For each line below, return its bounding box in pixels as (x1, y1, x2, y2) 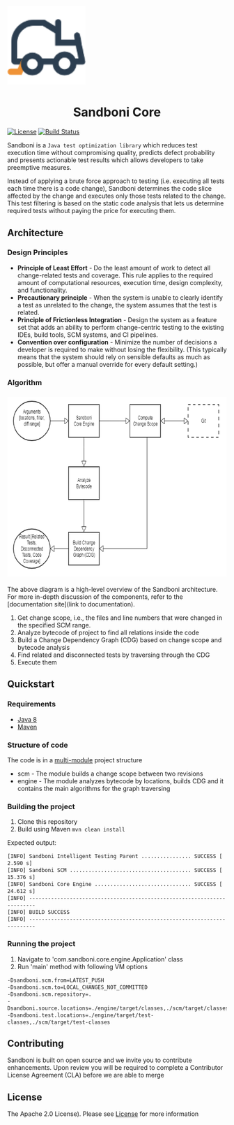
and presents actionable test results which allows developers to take (7, 156, 204, 164)
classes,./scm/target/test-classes (7, 1019, 111, 1026)
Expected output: (7, 839, 57, 847)
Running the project (7, 939, 76, 949)
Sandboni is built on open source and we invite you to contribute (7, 1056, 193, 1064)
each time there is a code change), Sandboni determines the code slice (7, 184, 212, 193)
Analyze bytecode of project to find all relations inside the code (17, 628, 200, 637)
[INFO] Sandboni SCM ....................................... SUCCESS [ (7, 867, 223, 874)
